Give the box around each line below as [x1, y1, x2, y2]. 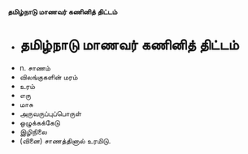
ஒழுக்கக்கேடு [19, 118, 60, 127]
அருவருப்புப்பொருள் [19, 109, 82, 118]
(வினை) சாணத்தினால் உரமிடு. [19, 135, 111, 145]
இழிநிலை [19, 126, 48, 136]
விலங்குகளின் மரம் [19, 72, 78, 82]
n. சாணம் [19, 62, 50, 72]
